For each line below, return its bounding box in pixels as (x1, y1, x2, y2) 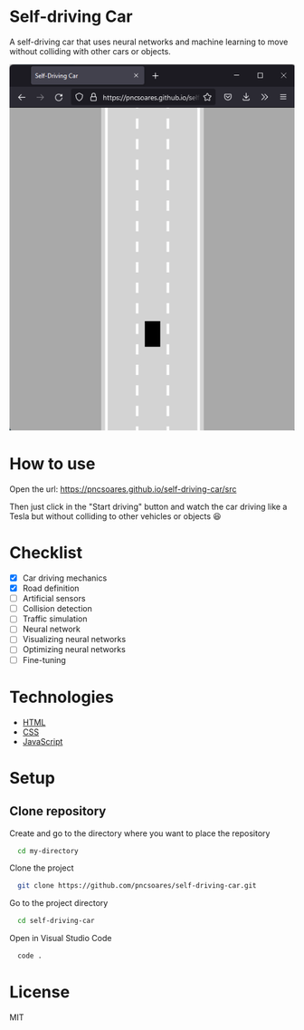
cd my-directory (17, 846, 79, 855)
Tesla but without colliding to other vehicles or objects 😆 (9, 511, 222, 522)
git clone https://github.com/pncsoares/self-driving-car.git (17, 881, 257, 890)
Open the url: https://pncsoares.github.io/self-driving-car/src (9, 484, 237, 495)
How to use (9, 454, 96, 475)
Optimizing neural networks (22, 644, 127, 655)
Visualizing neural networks (22, 634, 127, 645)
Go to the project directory (9, 898, 109, 909)
